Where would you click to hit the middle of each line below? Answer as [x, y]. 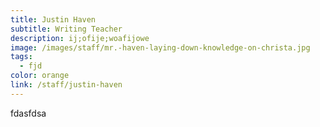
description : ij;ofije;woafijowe [80, 38]
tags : [21, 57]
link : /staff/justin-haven [66, 85]
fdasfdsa [28, 113]
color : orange [40, 76]
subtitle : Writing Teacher [66, 29]
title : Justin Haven [53, 19]
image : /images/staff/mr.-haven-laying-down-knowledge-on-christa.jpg [160, 47]
